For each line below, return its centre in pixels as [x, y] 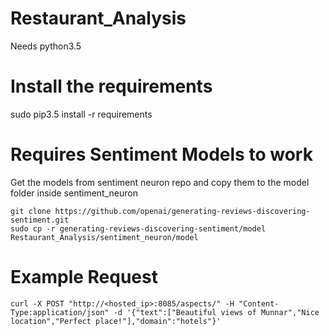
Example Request [84, 277]
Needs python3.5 [46, 46]
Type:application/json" [60, 312]
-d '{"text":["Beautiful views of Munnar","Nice [216, 312]
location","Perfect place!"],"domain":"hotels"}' [116, 321]
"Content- [259, 303]
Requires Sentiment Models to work [161, 154]
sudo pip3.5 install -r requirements [81, 114]
